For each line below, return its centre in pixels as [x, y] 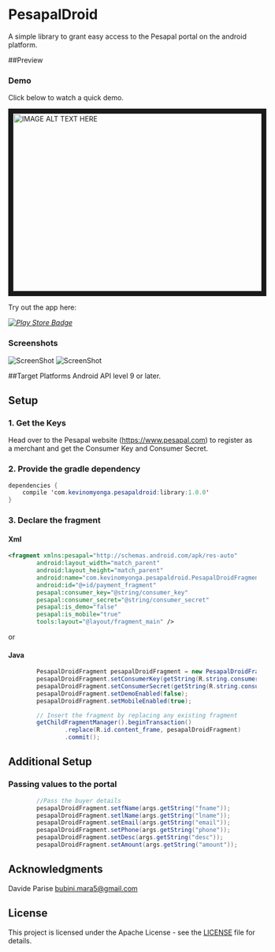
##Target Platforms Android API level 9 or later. [85, 376]
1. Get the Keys [37, 422]
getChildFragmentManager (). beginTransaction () [114, 723]
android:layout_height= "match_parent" [100, 571]
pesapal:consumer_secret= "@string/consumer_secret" [123, 600]
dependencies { [33, 485]
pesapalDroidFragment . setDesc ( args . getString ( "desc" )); [130, 838]
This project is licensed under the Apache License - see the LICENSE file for [132, 932]
